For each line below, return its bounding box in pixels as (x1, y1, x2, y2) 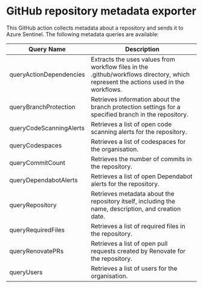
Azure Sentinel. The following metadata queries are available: (6, 30, 159, 37)
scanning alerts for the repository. (90, 127, 187, 136)
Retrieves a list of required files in (90, 222, 185, 230)
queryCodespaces (9, 141, 62, 149)
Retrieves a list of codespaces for (90, 137, 186, 146)
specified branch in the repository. (90, 110, 188, 118)
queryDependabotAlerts (9, 176, 78, 184)
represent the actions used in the (90, 77, 184, 86)
